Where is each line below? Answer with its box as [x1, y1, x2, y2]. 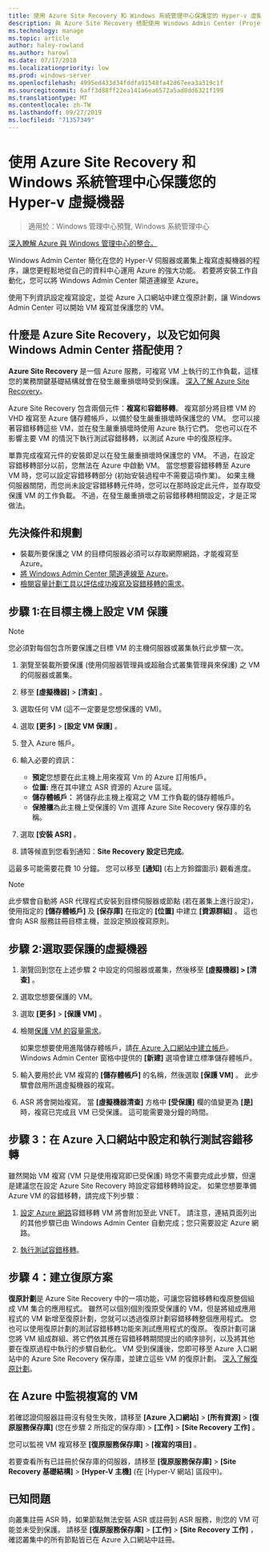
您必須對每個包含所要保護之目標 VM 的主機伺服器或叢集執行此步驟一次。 [8, 643, 248, 653]
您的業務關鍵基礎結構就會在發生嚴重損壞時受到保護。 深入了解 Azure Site [8, 376, 250, 386]
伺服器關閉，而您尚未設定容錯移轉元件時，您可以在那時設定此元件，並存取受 [8, 480, 261, 490]
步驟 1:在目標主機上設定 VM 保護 [8, 605, 168, 618]
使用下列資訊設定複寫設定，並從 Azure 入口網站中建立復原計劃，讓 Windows [8, 292, 261, 302]
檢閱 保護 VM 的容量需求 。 [19, 1026, 106, 1035]
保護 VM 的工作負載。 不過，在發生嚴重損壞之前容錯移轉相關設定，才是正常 [8, 490, 258, 500]
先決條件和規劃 [8, 526, 82, 540]
